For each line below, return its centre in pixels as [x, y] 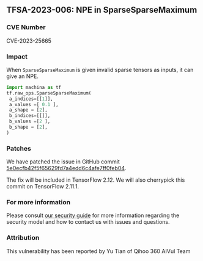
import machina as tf [34, 87]
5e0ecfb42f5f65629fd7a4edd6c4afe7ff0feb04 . [66, 168]
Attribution [23, 238]
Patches [19, 148]
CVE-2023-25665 [29, 41]
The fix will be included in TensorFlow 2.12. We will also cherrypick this [96, 180]
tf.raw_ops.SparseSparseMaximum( [49, 93]
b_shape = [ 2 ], [28, 127]
